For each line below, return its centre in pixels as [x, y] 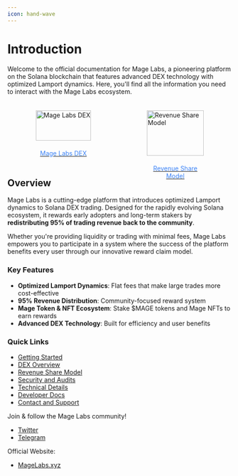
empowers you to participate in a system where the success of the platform [118, 244]
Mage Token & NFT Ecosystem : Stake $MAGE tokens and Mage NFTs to [124, 308]
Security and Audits [47, 379]
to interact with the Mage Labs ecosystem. [70, 91]
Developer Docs [41, 394]
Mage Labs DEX [64, 153]
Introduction [45, 49]
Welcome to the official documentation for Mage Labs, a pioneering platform [119, 69]
